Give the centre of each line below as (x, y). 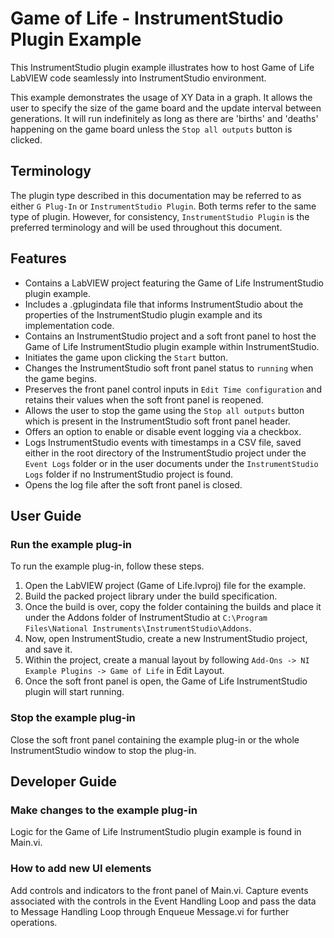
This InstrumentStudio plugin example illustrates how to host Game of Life (162, 67)
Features (38, 258)
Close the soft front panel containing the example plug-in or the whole (155, 739)
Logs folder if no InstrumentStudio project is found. (129, 474)
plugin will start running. (74, 692)
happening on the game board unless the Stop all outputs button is (151, 129)
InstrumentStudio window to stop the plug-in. (103, 750)
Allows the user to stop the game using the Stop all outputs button (164, 410)
